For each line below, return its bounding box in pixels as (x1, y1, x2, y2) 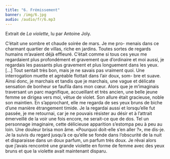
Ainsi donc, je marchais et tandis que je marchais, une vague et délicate (5, 78, 156, 84)
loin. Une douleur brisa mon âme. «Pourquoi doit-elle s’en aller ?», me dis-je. (5, 127, 165, 133)
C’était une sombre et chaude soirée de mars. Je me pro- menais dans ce (5, 41, 159, 47)
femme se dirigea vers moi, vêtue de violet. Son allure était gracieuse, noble (5, 94, 164, 100)
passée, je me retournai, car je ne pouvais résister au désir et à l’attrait (5, 110, 152, 116)
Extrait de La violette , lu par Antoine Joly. (5, 31, 91, 37)
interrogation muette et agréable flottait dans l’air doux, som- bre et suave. (5, 73, 161, 79)
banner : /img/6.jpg (5, 12, 47, 17)
